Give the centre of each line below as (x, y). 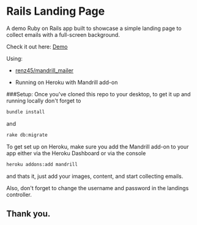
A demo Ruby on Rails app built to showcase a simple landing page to (94, 28)
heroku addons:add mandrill (42, 164)
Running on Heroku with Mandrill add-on (66, 82)
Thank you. (28, 214)
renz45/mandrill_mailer (44, 70)
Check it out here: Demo (37, 47)
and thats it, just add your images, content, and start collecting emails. (95, 176)
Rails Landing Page (56, 11)
